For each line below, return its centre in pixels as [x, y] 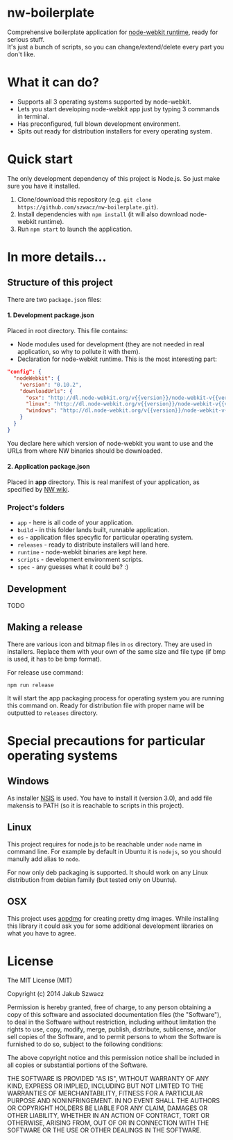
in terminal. [33, 116]
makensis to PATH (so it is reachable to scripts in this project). [96, 805]
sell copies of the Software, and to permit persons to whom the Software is [114, 1037]
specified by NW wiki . [38, 489]
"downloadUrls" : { [46, 391]
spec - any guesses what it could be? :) [73, 567]
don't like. [21, 54]
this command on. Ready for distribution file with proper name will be [106, 705]
